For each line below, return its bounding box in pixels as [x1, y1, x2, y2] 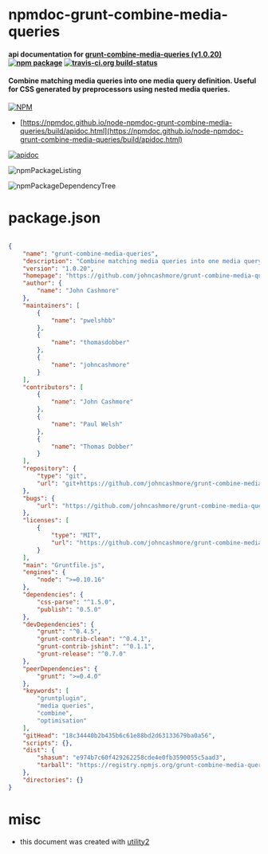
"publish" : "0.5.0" [37, 605, 102, 613]
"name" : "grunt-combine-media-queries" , [22, 250, 159, 258]
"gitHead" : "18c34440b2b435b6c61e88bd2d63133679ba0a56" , [22, 731, 216, 739]
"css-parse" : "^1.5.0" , [37, 598, 116, 606]
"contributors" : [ [22, 383, 84, 392]
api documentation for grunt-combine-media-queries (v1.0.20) [8, 49, 222, 59]
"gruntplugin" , [37, 695, 88, 702]
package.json [8, 209, 101, 227]
